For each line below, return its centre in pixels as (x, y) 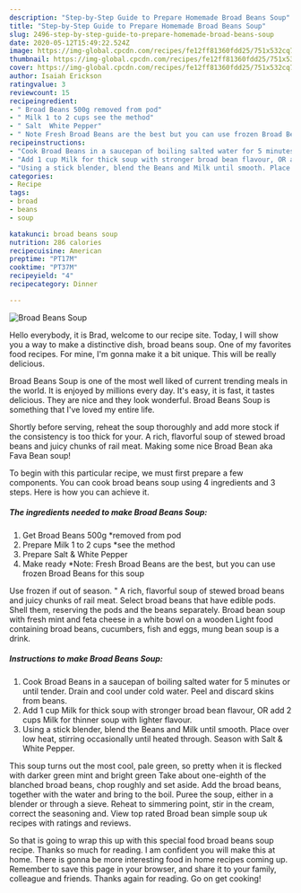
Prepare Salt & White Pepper (75, 554)
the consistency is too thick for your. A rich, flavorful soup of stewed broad (147, 436)
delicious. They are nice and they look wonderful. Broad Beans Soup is (140, 399)
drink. (20, 638)
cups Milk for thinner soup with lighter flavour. (107, 720)
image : (21, 51)
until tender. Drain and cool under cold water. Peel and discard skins (148, 691)
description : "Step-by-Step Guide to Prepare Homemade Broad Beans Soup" (150, 18)
